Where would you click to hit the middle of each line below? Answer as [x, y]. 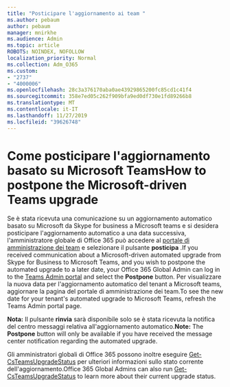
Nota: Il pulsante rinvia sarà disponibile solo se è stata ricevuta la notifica [111, 319]
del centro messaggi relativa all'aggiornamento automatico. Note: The [105, 327]
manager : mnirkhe [32, 33]
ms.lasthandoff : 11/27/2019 [47, 115]
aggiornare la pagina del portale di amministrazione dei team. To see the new [115, 292]
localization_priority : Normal [52, 58]
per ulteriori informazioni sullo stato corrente [140, 362]
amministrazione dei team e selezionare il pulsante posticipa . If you [103, 248]
